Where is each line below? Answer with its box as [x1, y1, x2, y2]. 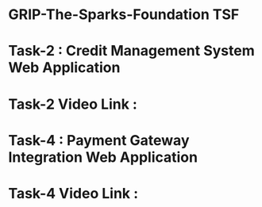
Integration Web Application [8, 148, 198, 166]
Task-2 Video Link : [8, 95, 137, 113]
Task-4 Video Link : [8, 184, 139, 202]
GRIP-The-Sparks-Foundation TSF [8, 6, 240, 24]
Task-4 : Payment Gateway [8, 131, 190, 149]
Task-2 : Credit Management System [8, 42, 256, 60]
